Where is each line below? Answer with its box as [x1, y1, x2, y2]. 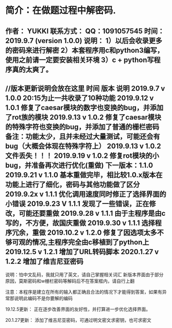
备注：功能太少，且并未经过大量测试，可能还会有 [5, 132, 160, 141]
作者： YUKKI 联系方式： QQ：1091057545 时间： [5, 27, 165, 35]
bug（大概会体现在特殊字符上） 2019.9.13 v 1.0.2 [5, 141, 161, 150]
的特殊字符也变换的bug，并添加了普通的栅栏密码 [5, 122, 160, 131]
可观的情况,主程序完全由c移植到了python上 [12, 238, 149, 247]
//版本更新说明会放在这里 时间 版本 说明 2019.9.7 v [5, 84, 165, 93]
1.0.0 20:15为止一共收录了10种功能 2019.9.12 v [5, 93, 154, 102]
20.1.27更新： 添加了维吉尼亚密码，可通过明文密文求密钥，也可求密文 [5, 317, 152, 323]
